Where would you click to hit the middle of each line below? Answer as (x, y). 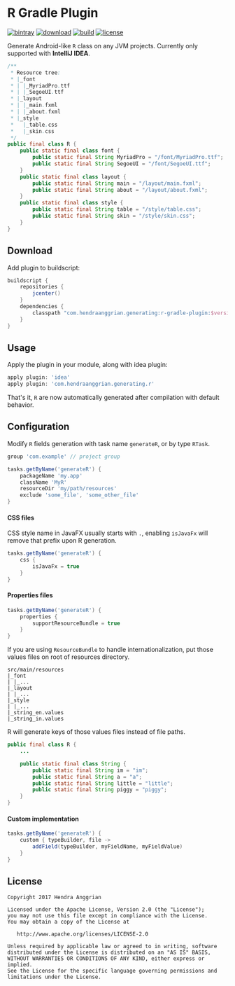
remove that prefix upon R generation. (62, 541)
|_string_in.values (36, 719)
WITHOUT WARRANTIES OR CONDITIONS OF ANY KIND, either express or (106, 959)
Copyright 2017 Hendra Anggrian (54, 898)
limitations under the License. (54, 977)
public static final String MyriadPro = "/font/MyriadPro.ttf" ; (128, 158)
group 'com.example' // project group (64, 457)
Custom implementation (43, 819)
